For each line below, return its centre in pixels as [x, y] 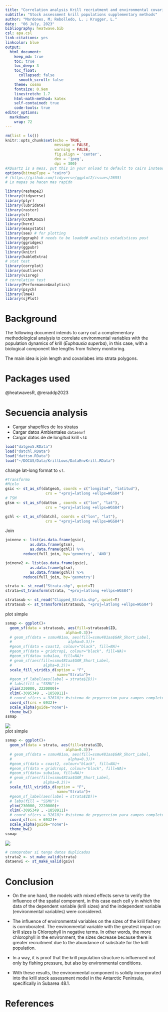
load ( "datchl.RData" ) [28, 451]
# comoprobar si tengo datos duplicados [48, 852]
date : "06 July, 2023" [30, 24]
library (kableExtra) [27, 257]
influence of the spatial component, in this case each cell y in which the [86, 901]
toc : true [24, 61]
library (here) [20, 224]
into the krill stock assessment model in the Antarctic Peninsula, [78, 978]
